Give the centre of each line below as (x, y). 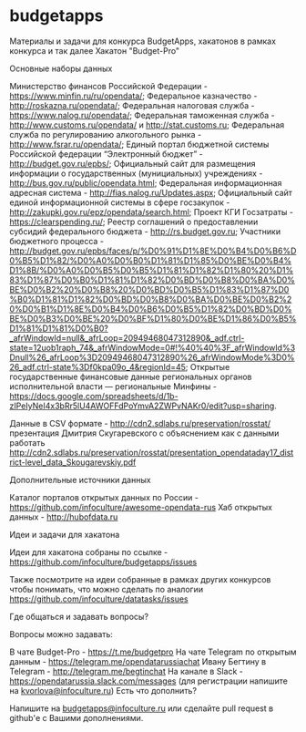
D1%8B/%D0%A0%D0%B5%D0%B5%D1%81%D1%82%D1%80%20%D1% (152, 270)
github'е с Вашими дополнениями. (76, 717)
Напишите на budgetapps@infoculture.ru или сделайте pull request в (142, 708)
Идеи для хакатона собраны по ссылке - (89, 552)
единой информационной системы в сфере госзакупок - (120, 202)
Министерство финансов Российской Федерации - (108, 86)
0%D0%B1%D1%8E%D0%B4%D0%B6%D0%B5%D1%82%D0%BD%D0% (151, 309)
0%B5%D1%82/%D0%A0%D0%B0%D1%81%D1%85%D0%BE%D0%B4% (151, 260)
